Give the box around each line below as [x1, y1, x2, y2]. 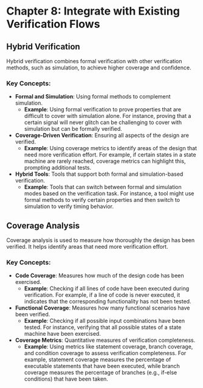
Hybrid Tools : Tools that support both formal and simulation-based [15, 170, 184, 178]
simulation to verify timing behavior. [24, 203, 114, 210]
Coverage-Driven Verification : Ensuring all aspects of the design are [15, 132, 190, 139]
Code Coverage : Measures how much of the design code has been [15, 272, 184, 279]
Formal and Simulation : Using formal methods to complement [15, 93, 171, 100]
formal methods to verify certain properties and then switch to [24, 196, 181, 204]
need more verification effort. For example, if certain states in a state [24, 151, 196, 159]
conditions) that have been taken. [24, 375, 108, 383]
